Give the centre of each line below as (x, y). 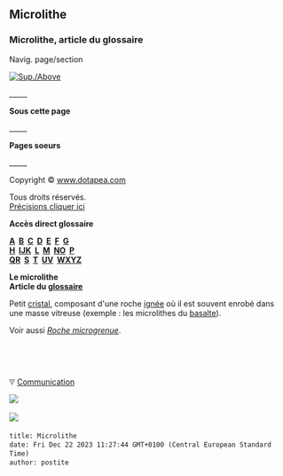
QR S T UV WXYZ (46, 259)
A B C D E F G (39, 241)
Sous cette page (40, 111)
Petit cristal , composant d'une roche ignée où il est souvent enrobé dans (142, 303)
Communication (46, 382)
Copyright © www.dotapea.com (67, 179)
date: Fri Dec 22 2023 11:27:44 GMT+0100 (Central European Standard (141, 444)
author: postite (39, 462)
